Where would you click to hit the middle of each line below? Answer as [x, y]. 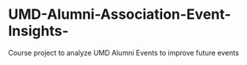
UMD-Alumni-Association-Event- [120, 14]
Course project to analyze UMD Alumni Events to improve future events [124, 52]
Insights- [39, 31]
